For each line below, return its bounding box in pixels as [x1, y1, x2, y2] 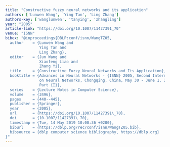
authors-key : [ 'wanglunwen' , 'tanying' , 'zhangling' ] [5, 17, 121, 22]
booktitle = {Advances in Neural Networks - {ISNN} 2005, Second [10, 73, 151, 78]
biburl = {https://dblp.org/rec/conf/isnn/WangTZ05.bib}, [10, 125, 142, 130]
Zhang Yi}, [39, 64, 62, 69]
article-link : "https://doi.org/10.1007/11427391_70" [5, 26, 121, 31]
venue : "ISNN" [5, 31, 35, 36]
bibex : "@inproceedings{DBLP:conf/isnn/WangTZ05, [5, 36, 112, 41]
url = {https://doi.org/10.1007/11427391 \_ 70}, [10, 111, 125, 116]
